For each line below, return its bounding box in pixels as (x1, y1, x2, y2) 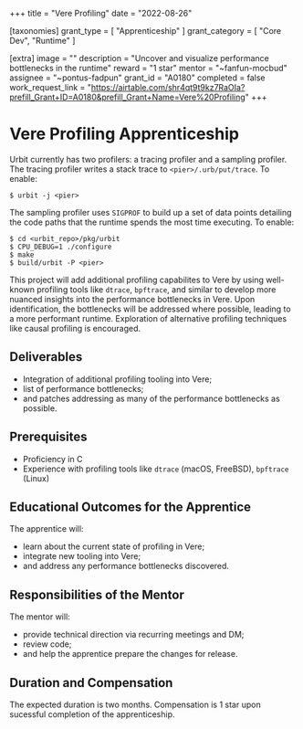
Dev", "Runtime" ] (9, 36, 76, 46)
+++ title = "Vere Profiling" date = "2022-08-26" (9, 8, 193, 18)
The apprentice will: (9, 523, 84, 534)
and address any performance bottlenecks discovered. (22, 561, 230, 572)
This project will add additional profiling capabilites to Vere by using (9, 274, 265, 285)
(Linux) (22, 472, 50, 483)
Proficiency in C (22, 453, 83, 464)
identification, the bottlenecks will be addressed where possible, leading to (9, 303, 291, 314)
